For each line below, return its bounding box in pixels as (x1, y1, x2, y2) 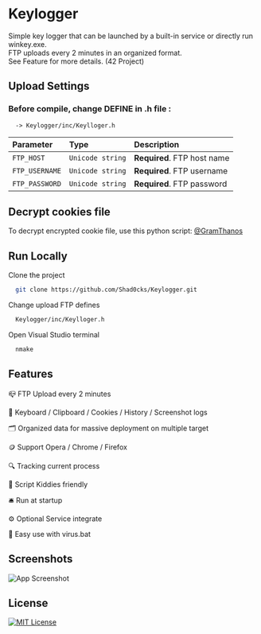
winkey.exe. (8, 39, 48, 49)
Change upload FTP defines (8, 300, 100, 310)
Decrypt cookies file (8, 205, 111, 219)
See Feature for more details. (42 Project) (8, 56, 145, 66)
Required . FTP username (134, 165, 228, 176)
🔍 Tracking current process (8, 461, 100, 470)
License (8, 596, 49, 609)
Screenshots (8, 552, 73, 566)
